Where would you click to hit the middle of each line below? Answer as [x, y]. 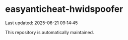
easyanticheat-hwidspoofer [64, 9]
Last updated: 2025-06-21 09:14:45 [42, 23]
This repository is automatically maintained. [50, 32]
